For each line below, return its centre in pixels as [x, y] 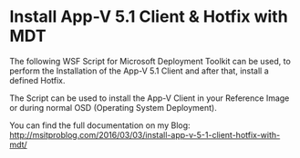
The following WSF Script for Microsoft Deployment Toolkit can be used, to [150, 61]
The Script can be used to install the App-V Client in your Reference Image [150, 98]
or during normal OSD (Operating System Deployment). [113, 107]
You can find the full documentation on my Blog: [100, 125]
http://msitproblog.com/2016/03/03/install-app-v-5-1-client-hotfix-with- [145, 134]
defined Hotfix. [37, 80]
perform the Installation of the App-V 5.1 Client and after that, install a [139, 71]
